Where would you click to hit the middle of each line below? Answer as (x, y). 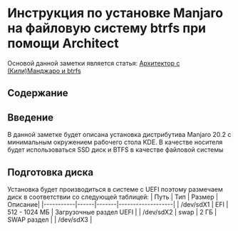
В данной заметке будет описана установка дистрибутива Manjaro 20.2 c (119, 135)
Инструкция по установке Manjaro (115, 13)
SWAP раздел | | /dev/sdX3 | (50, 220)
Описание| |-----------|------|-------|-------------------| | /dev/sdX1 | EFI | (118, 204)
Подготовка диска (51, 172)
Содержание (38, 93)
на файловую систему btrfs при (107, 28)
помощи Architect (63, 43)
